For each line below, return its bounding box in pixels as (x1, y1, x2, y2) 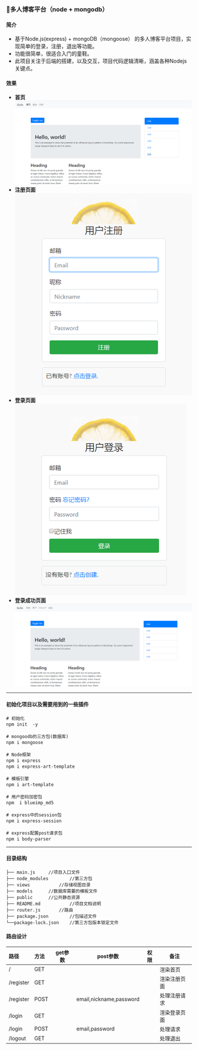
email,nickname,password (76, 996, 140, 1003)
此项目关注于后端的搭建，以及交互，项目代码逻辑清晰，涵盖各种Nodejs (14, 57, 187, 65)
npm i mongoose (6, 739, 44, 745)
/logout (8, 1035, 27, 1042)
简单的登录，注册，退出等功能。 (19, 43, 98, 50)
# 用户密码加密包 (6, 794, 42, 800)
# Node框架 (6, 752, 31, 758)
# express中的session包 (6, 812, 62, 818)
